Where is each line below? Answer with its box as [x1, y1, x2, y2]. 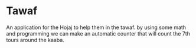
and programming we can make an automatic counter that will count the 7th [6, 30, 191, 37]
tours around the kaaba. [6, 36, 65, 43]
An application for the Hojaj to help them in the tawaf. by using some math [6, 24, 187, 31]
